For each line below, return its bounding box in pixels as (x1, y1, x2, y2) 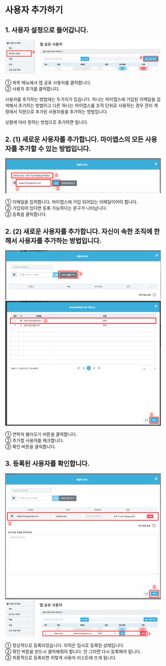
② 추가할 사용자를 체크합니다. (5, 437, 64, 443)
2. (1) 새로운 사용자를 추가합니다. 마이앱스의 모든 (5, 135, 144, 143)
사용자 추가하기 (5, 4, 63, 16)
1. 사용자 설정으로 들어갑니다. (5, 26, 89, 34)
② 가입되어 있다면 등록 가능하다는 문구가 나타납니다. (5, 205, 108, 211)
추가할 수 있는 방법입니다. (18, 144, 91, 153)
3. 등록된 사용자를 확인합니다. (5, 459, 90, 468)
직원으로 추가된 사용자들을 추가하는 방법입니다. (18, 109, 108, 115)
